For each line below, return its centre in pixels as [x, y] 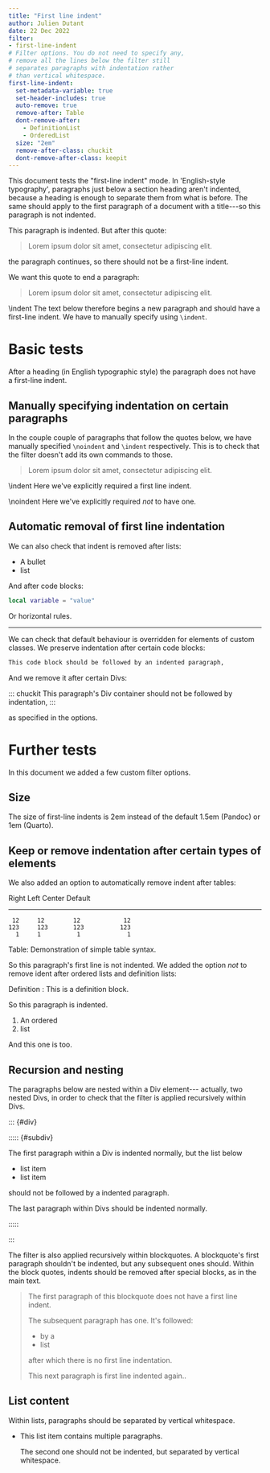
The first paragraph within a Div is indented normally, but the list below [125, 1153]
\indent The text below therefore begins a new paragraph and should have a [134, 309]
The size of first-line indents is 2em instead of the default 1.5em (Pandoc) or [135, 817]
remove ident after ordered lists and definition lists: [92, 973]
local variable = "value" [51, 600]
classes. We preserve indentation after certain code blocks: [107, 648]
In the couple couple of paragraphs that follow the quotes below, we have [130, 438]
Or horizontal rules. [40, 615]
